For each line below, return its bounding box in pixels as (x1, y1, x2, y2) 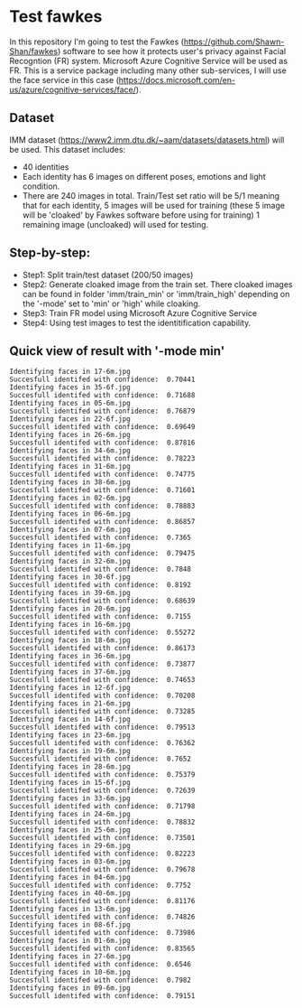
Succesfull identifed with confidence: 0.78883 (9, 501, 196, 511)
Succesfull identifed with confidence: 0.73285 (9, 707, 196, 716)
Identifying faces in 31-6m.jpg (9, 462, 131, 471)
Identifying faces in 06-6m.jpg (9, 509, 131, 518)
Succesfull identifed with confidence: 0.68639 (9, 596, 196, 606)
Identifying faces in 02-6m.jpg (9, 494, 131, 503)
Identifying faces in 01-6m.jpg (9, 937, 131, 946)
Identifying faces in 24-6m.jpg (9, 810, 131, 819)
